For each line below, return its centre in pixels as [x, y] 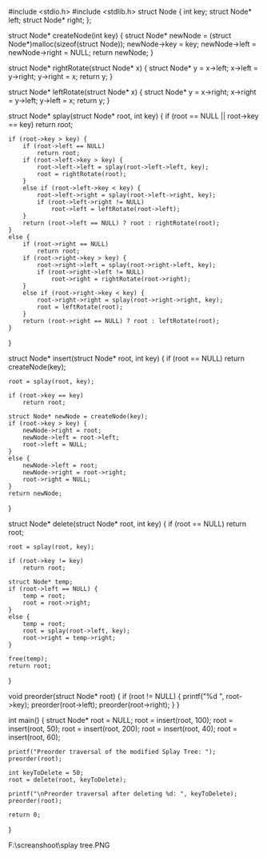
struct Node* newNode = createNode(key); [78, 417]
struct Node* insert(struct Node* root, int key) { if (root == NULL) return [127, 358]
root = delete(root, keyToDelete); [68, 780]
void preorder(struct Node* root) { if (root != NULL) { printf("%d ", [116, 696]
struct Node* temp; [41, 582]
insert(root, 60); [34, 737]
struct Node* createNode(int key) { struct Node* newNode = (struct [120, 36]
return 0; [25, 815]
